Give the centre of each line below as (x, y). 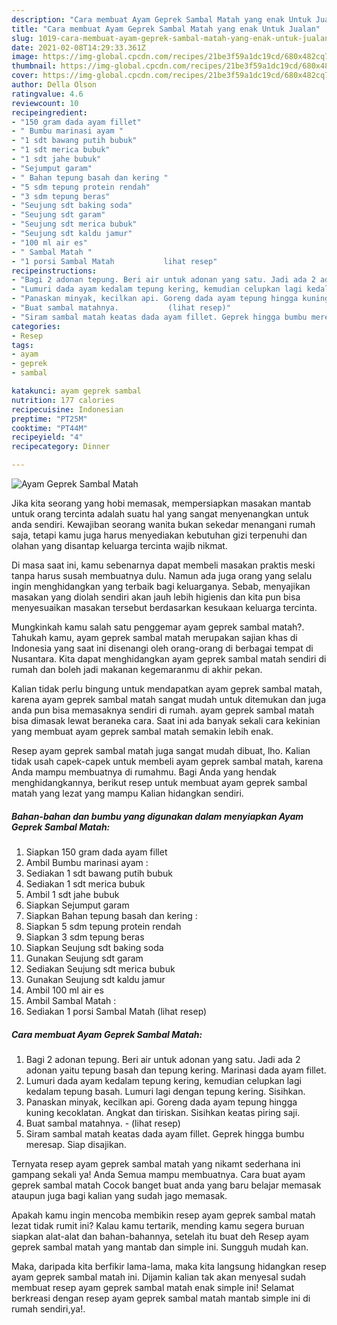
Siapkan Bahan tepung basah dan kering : (111, 915)
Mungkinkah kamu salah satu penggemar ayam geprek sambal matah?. (158, 627)
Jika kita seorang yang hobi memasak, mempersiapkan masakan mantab (161, 503)
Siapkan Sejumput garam (77, 905)
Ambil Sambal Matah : (71, 1000)
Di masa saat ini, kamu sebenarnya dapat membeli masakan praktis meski (163, 565)
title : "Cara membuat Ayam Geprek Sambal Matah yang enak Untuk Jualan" (166, 29)
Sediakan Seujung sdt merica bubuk (100, 968)
